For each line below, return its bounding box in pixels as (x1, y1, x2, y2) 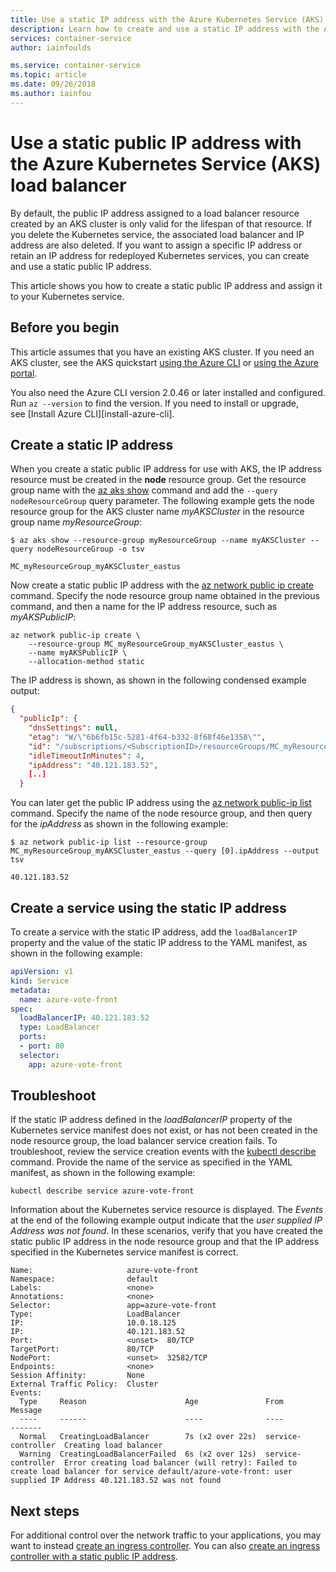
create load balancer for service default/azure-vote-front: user (10, 1467, 293, 1477)
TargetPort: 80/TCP (10, 1344, 155, 1355)
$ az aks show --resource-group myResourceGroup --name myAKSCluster (10, 536, 307, 546)
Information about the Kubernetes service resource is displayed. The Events (10, 1204, 324, 1216)
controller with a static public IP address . (10, 1551, 178, 1563)
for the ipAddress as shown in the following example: (10, 818, 229, 830)
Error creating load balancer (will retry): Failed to (63, 1458, 298, 1468)
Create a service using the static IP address (10, 899, 287, 916)
